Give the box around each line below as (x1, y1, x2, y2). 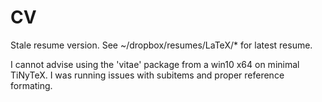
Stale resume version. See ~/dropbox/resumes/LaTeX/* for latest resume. (10, 39, 313, 51)
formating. (10, 79, 53, 91)
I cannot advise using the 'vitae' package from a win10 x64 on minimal (10, 58, 300, 70)
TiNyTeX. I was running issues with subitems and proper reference (10, 69, 285, 81)
